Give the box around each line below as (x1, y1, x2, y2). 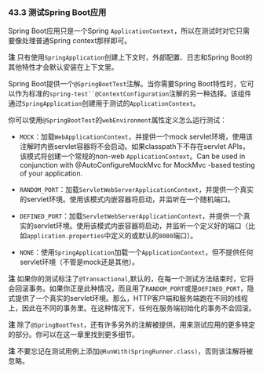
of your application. (19, 168, 83, 178)
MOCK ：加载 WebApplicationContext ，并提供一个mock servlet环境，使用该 (19, 132, 254, 142)
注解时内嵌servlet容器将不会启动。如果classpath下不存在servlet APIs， (19, 142, 250, 151)
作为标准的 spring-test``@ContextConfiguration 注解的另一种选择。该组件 (14, 89, 252, 99)
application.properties (26, 233, 104, 241)
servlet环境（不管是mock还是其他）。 (19, 257, 140, 267)
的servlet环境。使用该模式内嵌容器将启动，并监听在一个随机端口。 (19, 194, 235, 205)
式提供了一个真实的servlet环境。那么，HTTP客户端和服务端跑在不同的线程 (8, 294, 249, 303)
